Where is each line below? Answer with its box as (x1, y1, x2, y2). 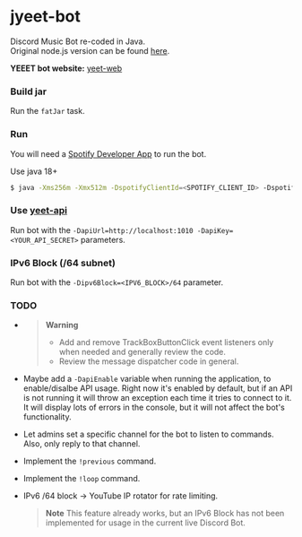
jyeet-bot (10, 6, 82, 27)
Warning (45, 320, 79, 331)
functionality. (22, 411, 72, 422)
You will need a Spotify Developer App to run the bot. (10, 148, 207, 159)
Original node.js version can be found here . (10, 45, 170, 56)
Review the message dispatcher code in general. (58, 356, 239, 367)
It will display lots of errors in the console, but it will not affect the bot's (22, 402, 285, 413)
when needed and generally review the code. (58, 347, 227, 358)
